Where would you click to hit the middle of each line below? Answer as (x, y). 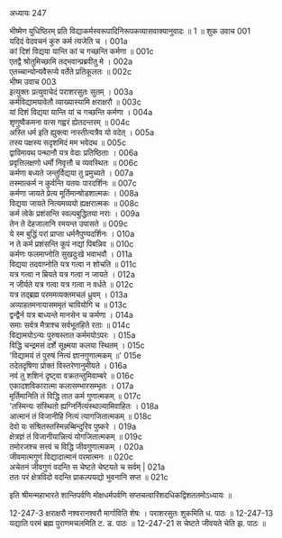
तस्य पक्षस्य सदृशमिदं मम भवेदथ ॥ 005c (68, 142)
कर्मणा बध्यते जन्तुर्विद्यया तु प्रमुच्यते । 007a (71, 173)
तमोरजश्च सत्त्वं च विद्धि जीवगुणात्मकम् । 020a (77, 447)
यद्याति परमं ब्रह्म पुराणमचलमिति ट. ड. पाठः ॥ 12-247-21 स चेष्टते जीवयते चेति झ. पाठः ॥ (138, 523)
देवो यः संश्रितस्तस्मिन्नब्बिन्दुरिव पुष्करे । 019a (73, 426)
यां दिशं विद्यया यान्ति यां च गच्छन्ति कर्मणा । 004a (81, 112)
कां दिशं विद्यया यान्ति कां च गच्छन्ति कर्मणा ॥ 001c (82, 51)
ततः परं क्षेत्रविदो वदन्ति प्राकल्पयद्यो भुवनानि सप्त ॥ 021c (89, 477)
